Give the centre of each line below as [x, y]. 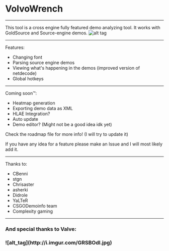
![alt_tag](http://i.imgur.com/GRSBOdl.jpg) [59, 242]
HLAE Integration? [31, 114]
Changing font [27, 57]
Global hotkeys [28, 78]
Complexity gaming [33, 211]
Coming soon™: [21, 93]
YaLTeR [20, 200]
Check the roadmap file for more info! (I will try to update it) [67, 134]
